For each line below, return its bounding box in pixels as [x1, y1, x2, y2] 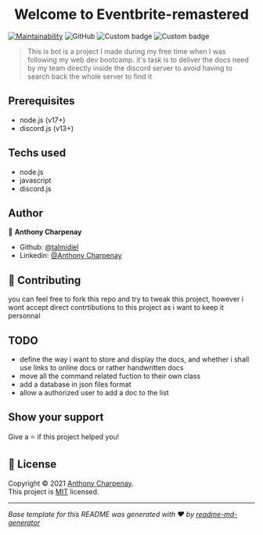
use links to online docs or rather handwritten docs [19, 363, 184, 372]
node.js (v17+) [19, 115, 66, 125]
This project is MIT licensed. [8, 486, 99, 496]
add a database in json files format [19, 380, 131, 389]
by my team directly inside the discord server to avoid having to [27, 63, 233, 72]
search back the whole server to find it [27, 71, 153, 81]
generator [8, 518, 41, 527]
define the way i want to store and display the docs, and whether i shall [19, 355, 250, 364]
